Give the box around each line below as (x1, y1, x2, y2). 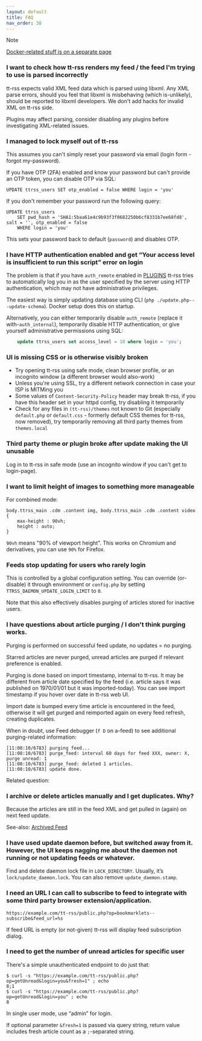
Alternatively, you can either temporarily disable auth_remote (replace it (6, 314, 183, 321)
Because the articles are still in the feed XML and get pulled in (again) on (6, 805, 187, 812)
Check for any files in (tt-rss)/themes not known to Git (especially (14, 405, 181, 413)
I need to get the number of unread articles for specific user (6, 948, 185, 956)
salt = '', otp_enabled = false (6, 220, 87, 226)
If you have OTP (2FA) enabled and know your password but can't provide (6, 168, 191, 176)
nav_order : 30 (6, 20, 42, 26)
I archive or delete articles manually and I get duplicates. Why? (6, 791, 194, 800)
